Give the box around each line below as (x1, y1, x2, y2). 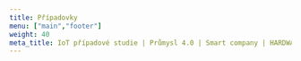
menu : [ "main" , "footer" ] (9, 22, 102, 30)
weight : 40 (9, 30, 50, 39)
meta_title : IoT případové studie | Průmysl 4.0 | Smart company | (9, 38, 267, 48)
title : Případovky (9, 13, 78, 22)
